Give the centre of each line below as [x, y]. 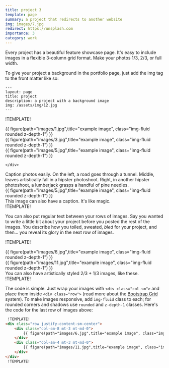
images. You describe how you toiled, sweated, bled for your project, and [81, 227]
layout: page [19, 92]
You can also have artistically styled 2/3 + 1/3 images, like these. [72, 273]
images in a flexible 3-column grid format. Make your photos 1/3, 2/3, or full [83, 58]
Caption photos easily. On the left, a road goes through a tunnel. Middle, [80, 174]
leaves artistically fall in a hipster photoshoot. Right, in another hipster [77, 179]
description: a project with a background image [57, 101]
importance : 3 [20, 33]
